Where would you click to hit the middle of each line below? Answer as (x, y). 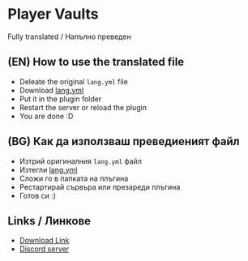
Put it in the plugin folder (60, 99)
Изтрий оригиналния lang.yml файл (81, 161)
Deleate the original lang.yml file (74, 81)
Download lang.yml (51, 90)
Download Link (44, 241)
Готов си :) (38, 195)
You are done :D (46, 116)
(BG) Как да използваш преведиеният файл (124, 141)
